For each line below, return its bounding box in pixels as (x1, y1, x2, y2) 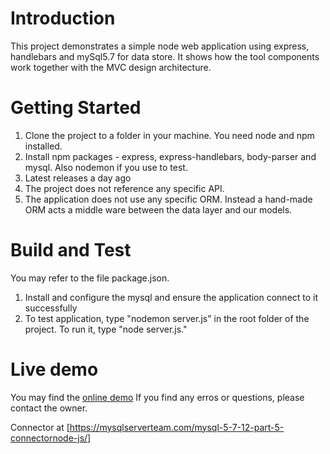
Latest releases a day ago (24, 172, 132, 184)
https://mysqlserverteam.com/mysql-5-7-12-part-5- (69, 421, 285, 433)
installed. (24, 140, 63, 152)
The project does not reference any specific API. (24, 182, 225, 194)
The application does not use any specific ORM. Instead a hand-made (24, 193, 313, 205)
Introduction (10, 7, 116, 30)
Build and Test (10, 239, 132, 262)
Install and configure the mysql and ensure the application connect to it (24, 291, 319, 303)
